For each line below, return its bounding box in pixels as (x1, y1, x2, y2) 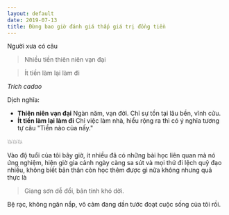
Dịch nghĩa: (7, 96, 40, 104)
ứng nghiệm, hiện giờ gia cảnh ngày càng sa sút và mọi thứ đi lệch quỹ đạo (7, 159, 222, 167)
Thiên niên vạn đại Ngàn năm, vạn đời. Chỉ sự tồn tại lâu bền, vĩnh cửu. (17, 109, 221, 118)
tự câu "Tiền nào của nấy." (17, 124, 94, 132)
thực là (7, 173, 27, 182)
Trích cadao (7, 83, 42, 91)
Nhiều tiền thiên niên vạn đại (24, 55, 106, 64)
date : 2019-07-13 (7, 17, 58, 24)
